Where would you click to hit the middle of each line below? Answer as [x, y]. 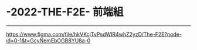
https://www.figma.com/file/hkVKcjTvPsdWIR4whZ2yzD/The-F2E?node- [94, 34]
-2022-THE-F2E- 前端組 [65, 12]
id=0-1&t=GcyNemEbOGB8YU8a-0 [48, 40]
